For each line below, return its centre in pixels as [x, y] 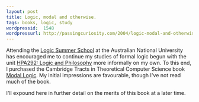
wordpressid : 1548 [30, 28]
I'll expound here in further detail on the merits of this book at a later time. [96, 93]
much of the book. [29, 82]
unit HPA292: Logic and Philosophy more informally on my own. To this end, [99, 63]
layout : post [22, 11]
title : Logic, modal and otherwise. [51, 17]
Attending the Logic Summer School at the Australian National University [95, 50]
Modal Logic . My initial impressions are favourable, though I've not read [94, 75]
